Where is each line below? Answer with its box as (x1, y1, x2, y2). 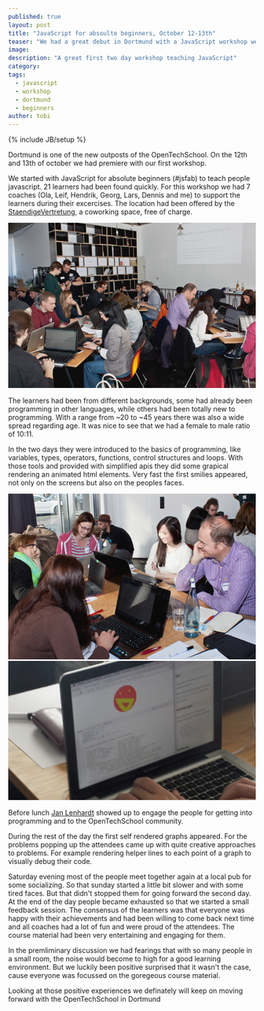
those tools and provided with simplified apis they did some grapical (8, 461, 229, 471)
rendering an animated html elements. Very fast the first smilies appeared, (8, 470, 248, 479)
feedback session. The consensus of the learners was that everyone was (8, 906, 245, 915)
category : (8, 63, 41, 71)
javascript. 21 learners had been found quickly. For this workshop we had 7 (8, 182, 251, 192)
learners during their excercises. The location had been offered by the (8, 199, 236, 208)
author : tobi (8, 113, 51, 120)
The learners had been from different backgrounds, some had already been (8, 396, 253, 405)
